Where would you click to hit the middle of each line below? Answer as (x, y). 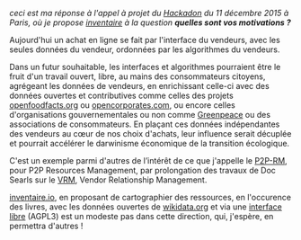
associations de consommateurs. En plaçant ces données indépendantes (145, 124)
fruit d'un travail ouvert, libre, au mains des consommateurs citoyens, (137, 76)
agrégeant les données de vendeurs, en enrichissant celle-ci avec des (139, 86)
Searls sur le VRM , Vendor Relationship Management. (108, 180)
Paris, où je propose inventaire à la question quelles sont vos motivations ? (150, 22)
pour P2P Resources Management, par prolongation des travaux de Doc (143, 170)
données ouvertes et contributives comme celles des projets (121, 95)
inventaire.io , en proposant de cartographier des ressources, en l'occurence (150, 197)
